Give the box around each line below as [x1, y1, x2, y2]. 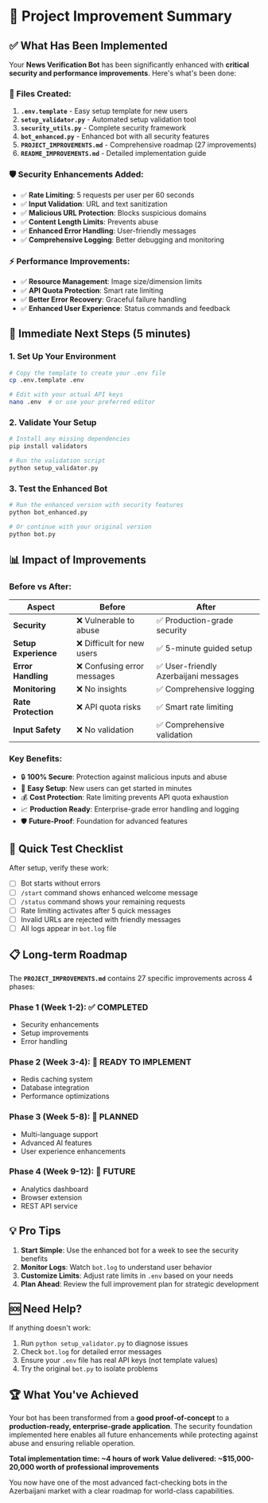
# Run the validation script [9, 457, 106, 465]
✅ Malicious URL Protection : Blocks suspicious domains [20, 208, 207, 217]
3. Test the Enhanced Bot [9, 483, 108, 494]
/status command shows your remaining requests [20, 897, 186, 906]
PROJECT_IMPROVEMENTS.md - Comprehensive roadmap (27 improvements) [20, 140, 257, 150]
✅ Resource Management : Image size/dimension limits [20, 276, 202, 286]
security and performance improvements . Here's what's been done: [9, 68, 237, 78]
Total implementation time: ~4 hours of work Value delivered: [9, 1454, 217, 1463]
